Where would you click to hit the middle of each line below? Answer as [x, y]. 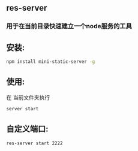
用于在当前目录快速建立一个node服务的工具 [69, 26]
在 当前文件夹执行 [28, 97]
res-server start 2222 [34, 143]
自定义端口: [28, 129]
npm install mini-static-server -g [51, 62]
